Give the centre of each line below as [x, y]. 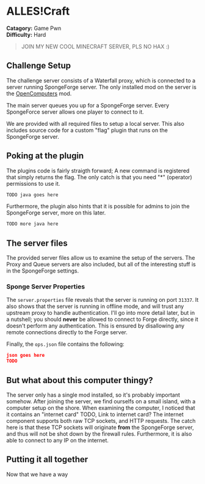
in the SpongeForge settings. [43, 271]
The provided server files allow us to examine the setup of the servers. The [101, 258]
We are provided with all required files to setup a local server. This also [95, 123]
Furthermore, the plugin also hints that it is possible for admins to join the [98, 207]
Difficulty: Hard [26, 34]
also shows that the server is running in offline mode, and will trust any [95, 306]
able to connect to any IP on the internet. [57, 440]
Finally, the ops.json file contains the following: [66, 344]
